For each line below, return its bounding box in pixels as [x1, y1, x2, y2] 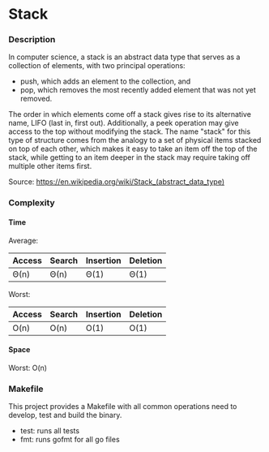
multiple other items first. [8, 161, 92, 171]
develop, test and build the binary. [8, 411, 122, 420]
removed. [19, 94, 53, 104]
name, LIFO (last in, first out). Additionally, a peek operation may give [8, 118, 239, 128]
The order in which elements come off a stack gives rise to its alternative [8, 110, 251, 119]
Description [8, 34, 56, 45]
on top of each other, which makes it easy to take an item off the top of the [8, 144, 258, 154]
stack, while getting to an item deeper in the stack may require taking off [8, 153, 251, 162]
